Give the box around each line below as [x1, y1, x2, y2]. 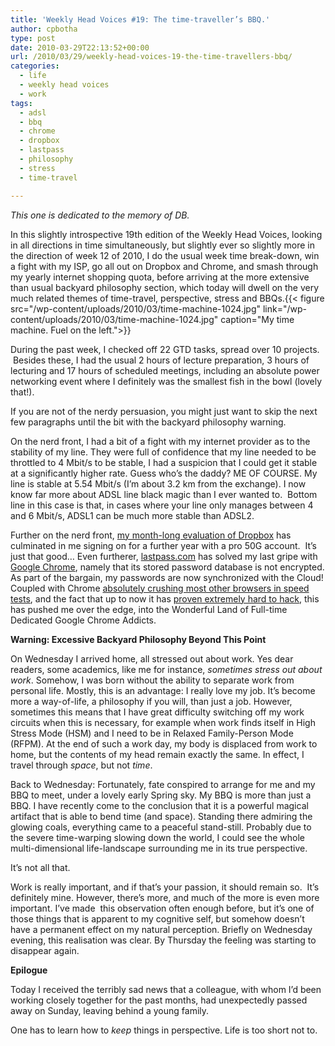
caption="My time [220, 313, 295, 325]
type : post [10, 33, 56, 43]
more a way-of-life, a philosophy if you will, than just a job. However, [10, 695, 293, 707]
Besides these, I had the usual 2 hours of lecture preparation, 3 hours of [12, 354, 310, 366]
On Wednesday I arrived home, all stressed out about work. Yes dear [10, 652, 294, 665]
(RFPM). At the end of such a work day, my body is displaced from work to [10, 737, 318, 750]
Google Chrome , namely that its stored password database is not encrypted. [10, 561, 325, 573]
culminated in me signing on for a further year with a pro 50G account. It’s [10, 539, 317, 551]
